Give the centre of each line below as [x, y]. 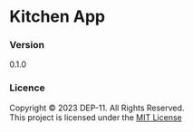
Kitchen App [58, 17]
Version [27, 45]
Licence [27, 88]
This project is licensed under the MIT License [96, 117]
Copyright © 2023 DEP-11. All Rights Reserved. [97, 108]
